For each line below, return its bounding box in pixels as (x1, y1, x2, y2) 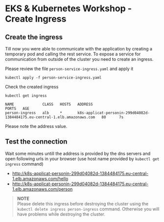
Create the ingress (5, 33, 63, 41)
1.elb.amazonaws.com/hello (12, 175, 69, 181)
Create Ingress (5, 13, 67, 25)
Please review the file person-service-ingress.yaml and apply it (5, 66, 134, 72)
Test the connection (5, 138, 68, 146)
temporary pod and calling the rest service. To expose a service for (5, 51, 141, 57)
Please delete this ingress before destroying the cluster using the (17, 200, 149, 206)
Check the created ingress (5, 84, 59, 90)
